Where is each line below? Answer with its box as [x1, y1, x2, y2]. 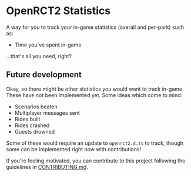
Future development [6, 69, 82, 80]
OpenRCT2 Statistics [6, 4, 110, 18]
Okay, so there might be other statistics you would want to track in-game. [6, 85, 184, 92]
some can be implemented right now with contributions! [6, 145, 142, 152]
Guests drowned [14, 128, 55, 135]
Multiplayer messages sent [14, 109, 81, 116]
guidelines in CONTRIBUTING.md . [6, 163, 88, 170]
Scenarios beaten [14, 103, 58, 110]
